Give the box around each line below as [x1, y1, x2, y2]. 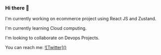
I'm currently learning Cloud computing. [5, 25, 87, 31]
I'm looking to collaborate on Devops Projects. [5, 35, 99, 41]
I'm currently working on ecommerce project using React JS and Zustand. [5, 16, 157, 22]
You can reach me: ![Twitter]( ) [5, 45, 67, 51]
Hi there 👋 [5, 4, 30, 11]
